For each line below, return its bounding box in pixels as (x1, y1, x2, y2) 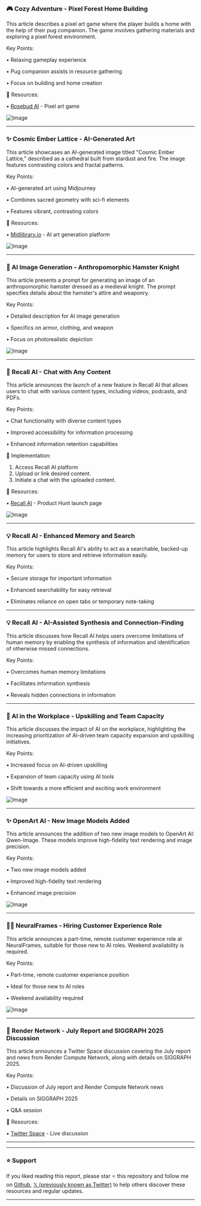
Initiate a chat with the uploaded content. (14, 476, 116, 484)
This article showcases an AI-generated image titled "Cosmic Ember (6, 148, 175, 156)
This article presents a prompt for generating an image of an (6, 277, 155, 284)
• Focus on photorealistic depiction (6, 335, 93, 342)
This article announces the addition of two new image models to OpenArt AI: (6, 830, 194, 837)
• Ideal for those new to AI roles (6, 983, 85, 990)
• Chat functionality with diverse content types (6, 417, 121, 424)
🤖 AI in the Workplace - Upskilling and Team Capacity (6, 712, 165, 720)
